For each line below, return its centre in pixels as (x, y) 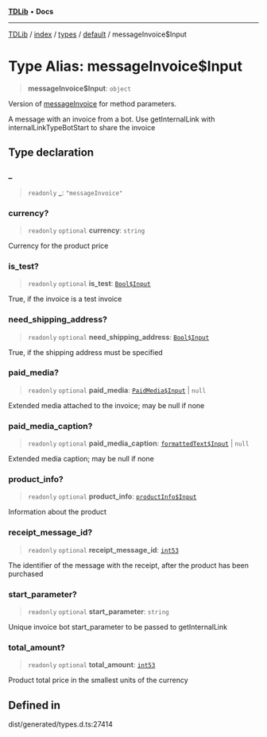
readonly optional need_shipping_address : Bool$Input (118, 337)
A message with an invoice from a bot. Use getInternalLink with (112, 119)
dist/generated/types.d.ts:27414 (61, 724)
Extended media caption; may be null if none (81, 459)
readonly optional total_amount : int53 (91, 665)
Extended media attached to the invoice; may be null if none (106, 405)
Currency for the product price (58, 245)
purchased (26, 573)
